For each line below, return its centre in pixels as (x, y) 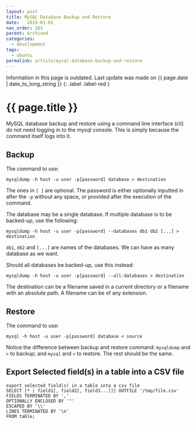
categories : (20, 39)
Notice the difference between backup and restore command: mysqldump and (98, 347)
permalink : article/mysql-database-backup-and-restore (74, 61)
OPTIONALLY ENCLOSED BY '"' (40, 401)
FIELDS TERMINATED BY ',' (37, 396)
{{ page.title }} (42, 107)
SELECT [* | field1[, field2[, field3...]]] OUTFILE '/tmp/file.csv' (93, 391)
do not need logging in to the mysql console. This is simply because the (93, 130)
